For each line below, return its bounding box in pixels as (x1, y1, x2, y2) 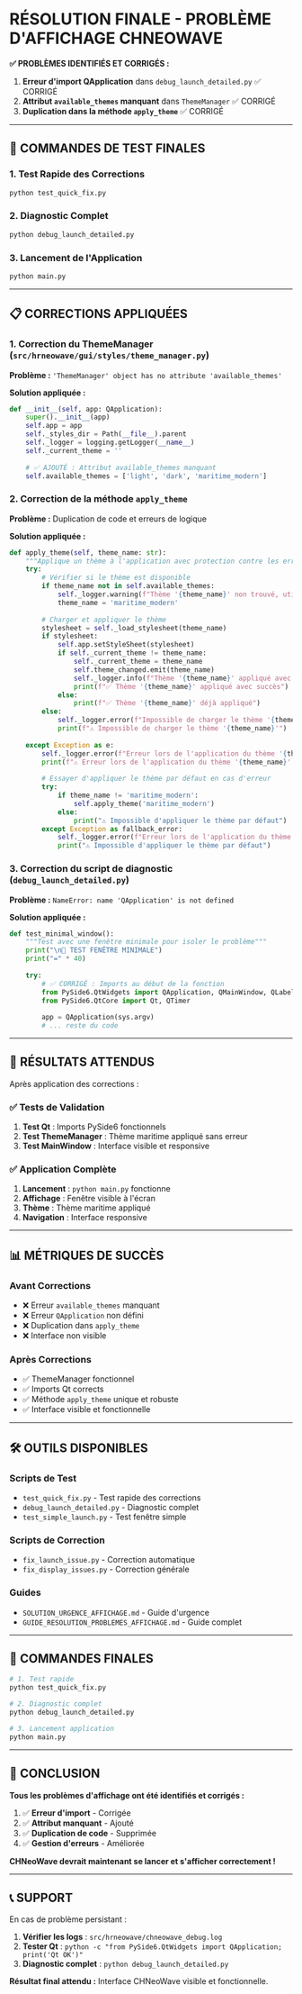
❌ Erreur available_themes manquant (22, 1300, 160, 1310)
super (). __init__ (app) (25, 412, 111, 422)
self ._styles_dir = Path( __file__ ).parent (25, 430, 187, 439)
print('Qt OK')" (22, 1951, 84, 1960)
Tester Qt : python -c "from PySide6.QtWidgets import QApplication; (22, 1941, 283, 1952)
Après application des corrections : (9, 1078, 139, 1089)
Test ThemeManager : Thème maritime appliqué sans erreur (22, 1131, 249, 1142)
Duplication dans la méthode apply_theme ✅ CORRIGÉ (22, 105, 225, 116)
